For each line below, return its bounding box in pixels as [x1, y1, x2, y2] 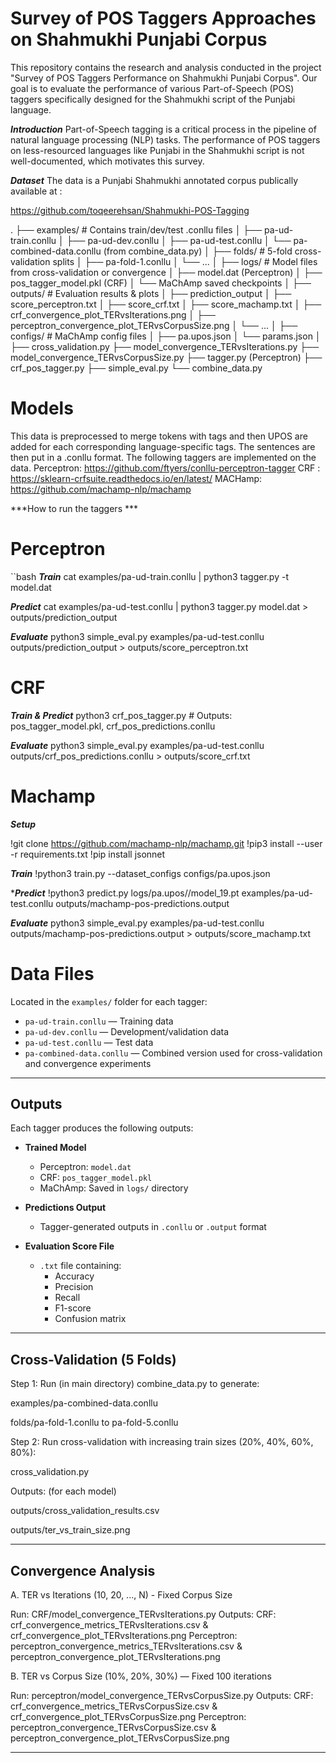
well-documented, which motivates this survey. [10, 155, 205, 167]
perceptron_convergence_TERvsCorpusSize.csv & [10, 1722, 217, 1734]
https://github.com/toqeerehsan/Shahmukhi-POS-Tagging [10, 204, 250, 216]
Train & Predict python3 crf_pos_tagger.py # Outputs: [10, 709, 233, 721]
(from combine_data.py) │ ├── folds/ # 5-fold [103, 245, 293, 257]
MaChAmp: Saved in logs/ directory [39, 1182, 189, 1194]
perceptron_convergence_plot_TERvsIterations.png [10, 1651, 221, 1663]
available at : [10, 185, 63, 197]
